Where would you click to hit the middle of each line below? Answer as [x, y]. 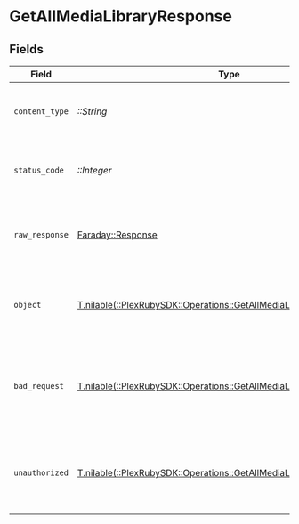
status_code [39, 170]
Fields [27, 49]
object [28, 305]
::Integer [94, 170]
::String [92, 111]
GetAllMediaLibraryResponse [121, 16]
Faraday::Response [117, 235]
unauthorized [41, 473]
